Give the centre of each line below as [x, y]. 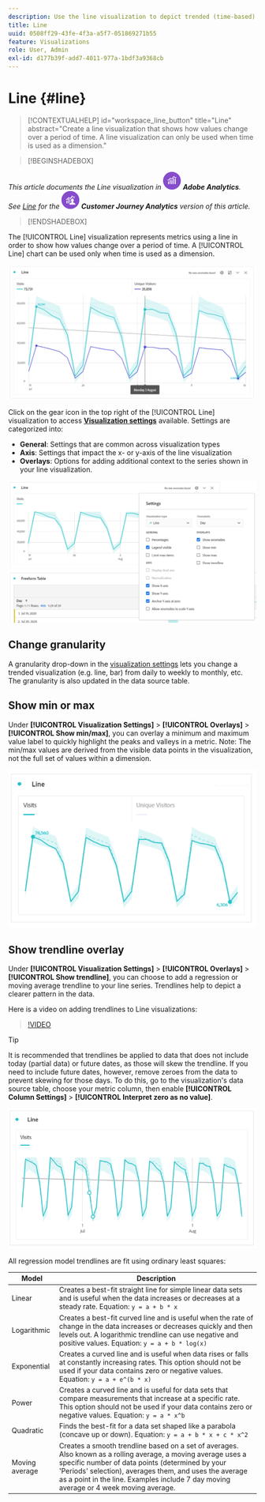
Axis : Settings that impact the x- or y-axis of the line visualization [126, 453]
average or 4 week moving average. [117, 1487]
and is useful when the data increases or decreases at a [149, 1298]
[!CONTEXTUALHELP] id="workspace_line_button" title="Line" [129, 120]
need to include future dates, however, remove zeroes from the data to [123, 1072]
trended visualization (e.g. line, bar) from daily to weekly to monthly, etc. [125, 672]
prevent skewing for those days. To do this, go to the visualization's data [126, 1080]
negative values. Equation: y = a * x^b [122, 1415]
